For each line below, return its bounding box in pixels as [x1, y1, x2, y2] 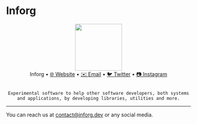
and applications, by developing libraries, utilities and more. [17, 95, 180, 101]
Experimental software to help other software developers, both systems [8, 90, 189, 96]
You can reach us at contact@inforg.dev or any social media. [6, 111, 154, 118]
